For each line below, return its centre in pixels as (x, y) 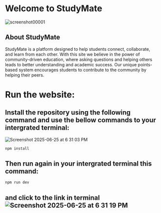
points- (145, 64)
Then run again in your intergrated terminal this (79, 164)
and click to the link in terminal (52, 198)
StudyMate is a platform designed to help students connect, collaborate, (78, 49)
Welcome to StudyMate (54, 9)
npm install (17, 148)
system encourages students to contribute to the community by (83, 70)
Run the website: (40, 94)
